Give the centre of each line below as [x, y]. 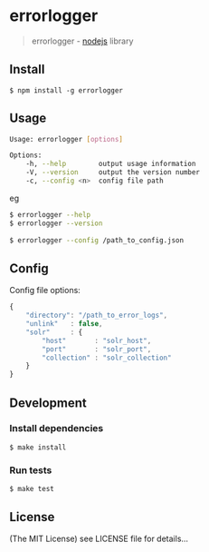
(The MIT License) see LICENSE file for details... [99, 538]
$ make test [32, 489]
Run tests [31, 470]
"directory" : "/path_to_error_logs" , [97, 315]
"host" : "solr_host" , [97, 340]
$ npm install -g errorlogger [66, 90]
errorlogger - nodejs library [82, 41]
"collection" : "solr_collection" [107, 358]
